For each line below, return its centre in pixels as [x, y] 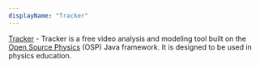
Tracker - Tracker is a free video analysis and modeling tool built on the [128, 38]
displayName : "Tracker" [49, 16]
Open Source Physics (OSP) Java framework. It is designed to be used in [130, 47]
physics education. [40, 55]
